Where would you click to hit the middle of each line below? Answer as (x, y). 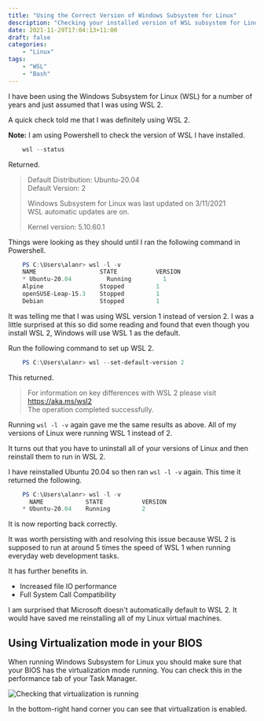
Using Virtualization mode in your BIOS (105, 643)
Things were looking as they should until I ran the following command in (125, 242)
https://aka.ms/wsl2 (60, 401)
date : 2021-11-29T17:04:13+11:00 (63, 30)
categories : (27, 45)
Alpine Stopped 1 (91, 287)
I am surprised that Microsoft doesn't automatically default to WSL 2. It (123, 610)
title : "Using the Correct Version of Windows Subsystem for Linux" (123, 15)
